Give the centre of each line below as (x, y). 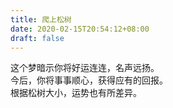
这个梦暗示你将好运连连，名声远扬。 (85, 68)
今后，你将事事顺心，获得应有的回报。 (89, 80)
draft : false (37, 38)
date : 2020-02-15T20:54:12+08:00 (80, 29)
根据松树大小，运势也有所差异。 (76, 93)
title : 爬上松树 (41, 19)
